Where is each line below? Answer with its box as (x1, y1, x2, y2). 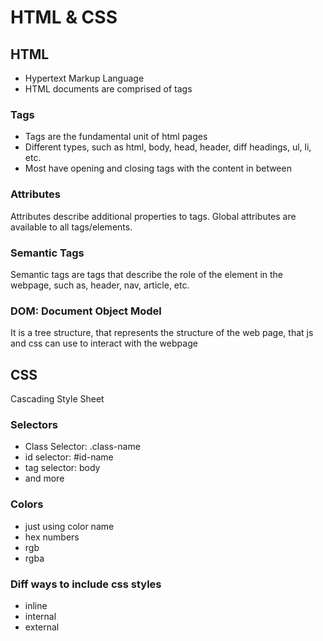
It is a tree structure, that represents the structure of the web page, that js (10, 327, 314, 339)
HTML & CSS (10, 6, 118, 29)
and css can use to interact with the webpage (10, 337, 198, 350)
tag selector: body (24, 462, 101, 474)
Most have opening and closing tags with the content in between (24, 162, 292, 175)
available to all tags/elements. (10, 221, 133, 233)
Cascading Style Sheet (10, 393, 105, 405)
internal (24, 610, 57, 622)
